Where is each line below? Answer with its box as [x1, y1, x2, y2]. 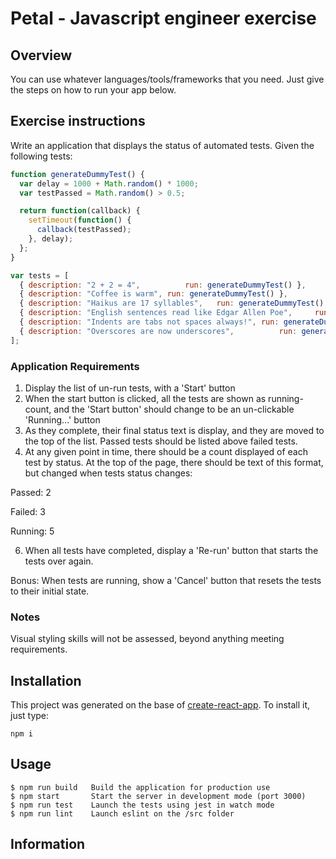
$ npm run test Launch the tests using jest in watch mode [10, 800, 275, 810]
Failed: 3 [10, 505, 46, 517]
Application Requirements [10, 359, 140, 373]
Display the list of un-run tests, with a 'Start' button [24, 382, 236, 394]
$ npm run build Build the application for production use [10, 782, 271, 792]
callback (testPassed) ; [36, 225, 132, 235]
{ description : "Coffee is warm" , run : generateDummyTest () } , [19, 289, 288, 299]
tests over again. [24, 555, 94, 567]
